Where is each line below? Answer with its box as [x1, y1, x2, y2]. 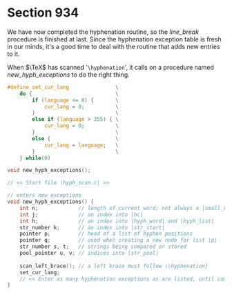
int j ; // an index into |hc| [19, 211, 144, 218]
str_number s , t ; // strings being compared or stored [19, 243, 187, 250]
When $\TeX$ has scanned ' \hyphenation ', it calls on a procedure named [7, 63, 214, 71]
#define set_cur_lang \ [7, 84, 119, 91]
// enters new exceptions [7, 192, 81, 199]
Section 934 [7, 5, 79, 21]
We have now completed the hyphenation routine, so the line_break [7, 28, 199, 36]
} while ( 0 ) [19, 154, 51, 162]
